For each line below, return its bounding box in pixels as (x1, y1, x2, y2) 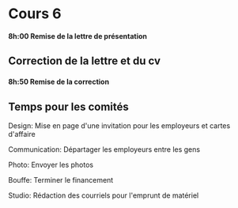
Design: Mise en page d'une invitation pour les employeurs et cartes (8, 120, 231, 130)
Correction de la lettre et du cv (8, 55, 161, 68)
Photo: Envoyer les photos (8, 160, 93, 169)
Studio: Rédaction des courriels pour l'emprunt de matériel (8, 191, 199, 200)
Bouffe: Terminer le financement (8, 175, 114, 184)
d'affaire (8, 129, 36, 138)
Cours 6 (8, 5, 62, 23)
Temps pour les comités (8, 100, 129, 113)
